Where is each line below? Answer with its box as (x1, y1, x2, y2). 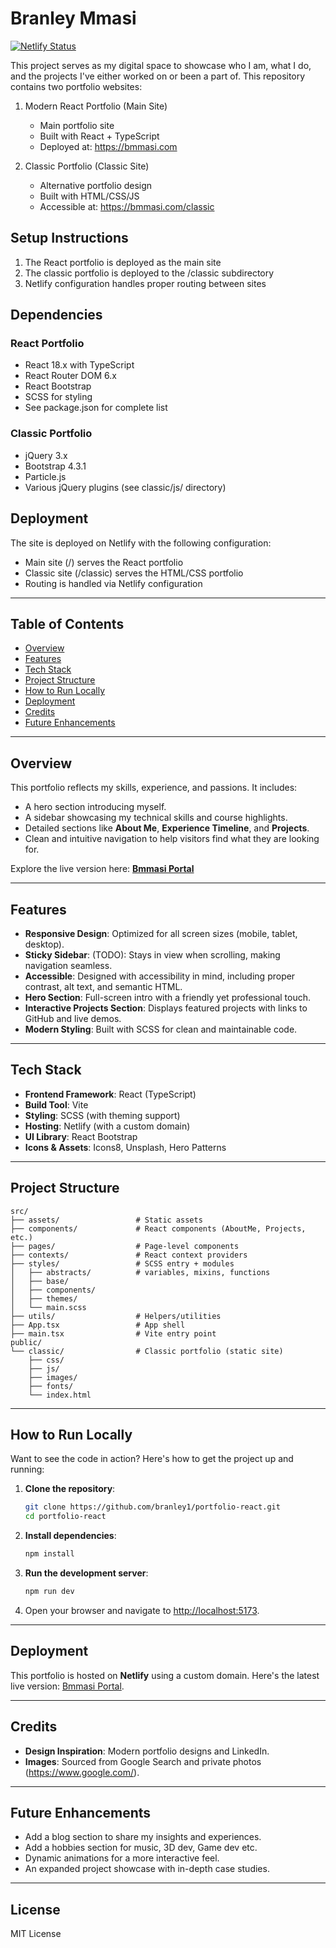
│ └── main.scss (10, 1302, 87, 1312)
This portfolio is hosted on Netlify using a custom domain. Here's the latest (10, 1669, 320, 1681)
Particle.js (24, 470, 67, 482)
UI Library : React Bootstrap (24, 1130, 138, 1142)
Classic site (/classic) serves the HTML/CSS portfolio (24, 567, 244, 579)
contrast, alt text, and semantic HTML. (24, 980, 183, 992)
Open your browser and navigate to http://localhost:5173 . (24, 1604, 260, 1616)
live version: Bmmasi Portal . (10, 1680, 125, 1692)
